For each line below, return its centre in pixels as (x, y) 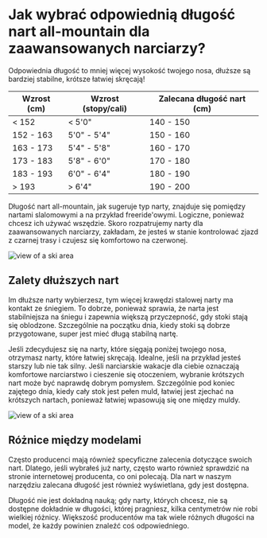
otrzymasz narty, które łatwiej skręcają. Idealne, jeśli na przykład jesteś (125, 357)
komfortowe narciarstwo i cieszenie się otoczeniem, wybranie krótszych (126, 374)
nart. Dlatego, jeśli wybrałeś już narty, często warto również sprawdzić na (129, 468)
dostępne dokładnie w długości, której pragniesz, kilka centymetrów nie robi (133, 509)
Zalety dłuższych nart (64, 281)
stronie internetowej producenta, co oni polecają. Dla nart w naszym (120, 476)
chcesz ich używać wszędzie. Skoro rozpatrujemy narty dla (106, 223)
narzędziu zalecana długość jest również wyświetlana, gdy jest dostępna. (128, 485)
